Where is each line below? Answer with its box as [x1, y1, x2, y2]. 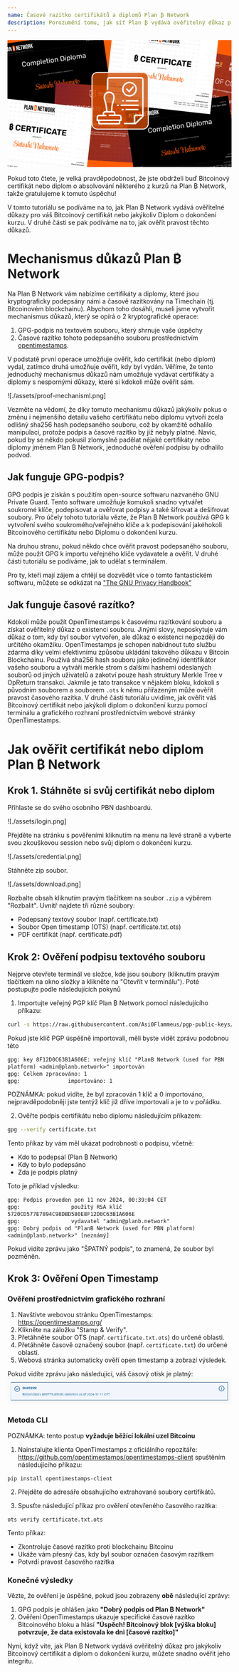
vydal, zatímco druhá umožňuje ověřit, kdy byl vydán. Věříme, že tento [7, 362, 213, 370]
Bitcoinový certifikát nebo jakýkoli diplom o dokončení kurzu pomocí [7, 701, 208, 710]
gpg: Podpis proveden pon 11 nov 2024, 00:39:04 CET [7, 1196, 167, 1203]
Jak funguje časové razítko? [7, 598, 135, 611]
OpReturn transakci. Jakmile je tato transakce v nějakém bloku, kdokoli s [7, 678, 220, 687]
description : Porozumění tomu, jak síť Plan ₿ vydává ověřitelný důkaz [7, 19, 225, 26]
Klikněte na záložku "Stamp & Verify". [17, 1325, 128, 1334]
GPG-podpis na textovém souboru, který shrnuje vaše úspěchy [17, 326, 203, 334]
